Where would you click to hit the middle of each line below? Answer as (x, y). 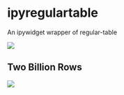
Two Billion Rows (45, 67)
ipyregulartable (53, 13)
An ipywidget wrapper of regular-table (62, 32)
